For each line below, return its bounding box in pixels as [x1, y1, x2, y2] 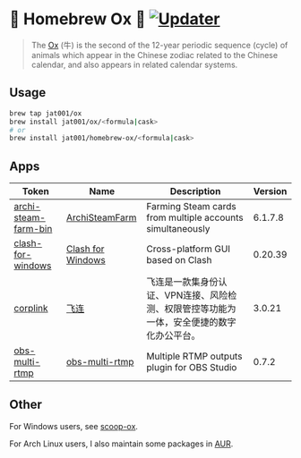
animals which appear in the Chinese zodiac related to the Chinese [30, 49, 279, 60]
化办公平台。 [146, 329, 201, 342]
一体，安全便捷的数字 [146, 316, 236, 328]
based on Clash [146, 254, 212, 267]
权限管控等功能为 [164, 302, 236, 315]
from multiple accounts [146, 211, 244, 224]
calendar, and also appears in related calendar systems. [30, 59, 238, 70]
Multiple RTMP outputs [146, 350, 243, 362]
